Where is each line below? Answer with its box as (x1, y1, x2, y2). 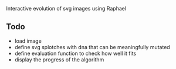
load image (14, 37, 42, 44)
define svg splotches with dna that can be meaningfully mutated (14, 43, 170, 50)
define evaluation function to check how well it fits (14, 50, 137, 57)
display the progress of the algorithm (14, 56, 104, 63)
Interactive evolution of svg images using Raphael (6, 5, 127, 12)
